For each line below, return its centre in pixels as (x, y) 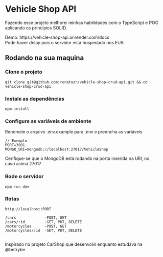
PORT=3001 (15, 145)
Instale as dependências (35, 99)
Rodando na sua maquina (45, 58)
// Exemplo (16, 141)
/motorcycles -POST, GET (36, 226)
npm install (17, 109)
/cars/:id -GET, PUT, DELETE (44, 222)
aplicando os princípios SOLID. (36, 27)
